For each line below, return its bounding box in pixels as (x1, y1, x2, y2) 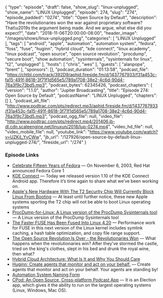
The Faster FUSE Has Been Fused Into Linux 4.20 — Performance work (12, 220, 156, 226)
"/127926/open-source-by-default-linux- (60, 134, 143, 140)
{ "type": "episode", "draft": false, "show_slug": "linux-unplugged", (5, 4, 139, 10)
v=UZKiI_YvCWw (5, 134, 40, 140)
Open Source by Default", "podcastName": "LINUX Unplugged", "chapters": (5, 92, 158, 98)
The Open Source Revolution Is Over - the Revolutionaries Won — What (12, 235, 156, 241)
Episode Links (5, 151, 39, 158)
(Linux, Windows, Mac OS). (12, 287, 67, 293)
